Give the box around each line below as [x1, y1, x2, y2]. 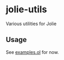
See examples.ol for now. [6, 49, 59, 55]
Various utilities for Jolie [6, 21, 57, 27]
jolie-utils [6, 4, 48, 15]
